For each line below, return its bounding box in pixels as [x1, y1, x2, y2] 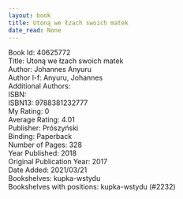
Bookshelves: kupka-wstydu [8, 174, 101, 183]
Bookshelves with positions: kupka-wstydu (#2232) [8, 182, 176, 192]
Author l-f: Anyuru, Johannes [8, 73, 103, 83]
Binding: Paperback [8, 132, 73, 141]
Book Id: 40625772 [8, 48, 71, 58]
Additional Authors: [8, 81, 71, 91]
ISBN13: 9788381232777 [8, 98, 88, 107]
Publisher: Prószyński [8, 123, 79, 133]
